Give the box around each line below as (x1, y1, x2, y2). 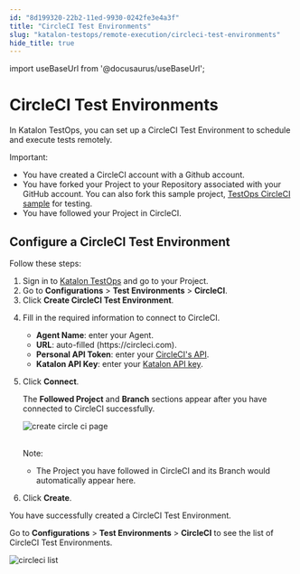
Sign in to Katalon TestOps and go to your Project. (22, 276, 210, 286)
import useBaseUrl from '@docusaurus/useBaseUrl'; (9, 63, 205, 74)
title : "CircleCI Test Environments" (9, 22, 152, 31)
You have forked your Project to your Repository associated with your (22, 179, 282, 190)
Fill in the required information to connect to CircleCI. (22, 313, 220, 323)
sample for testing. (22, 198, 93, 209)
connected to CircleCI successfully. (22, 403, 155, 414)
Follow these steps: (9, 259, 81, 268)
